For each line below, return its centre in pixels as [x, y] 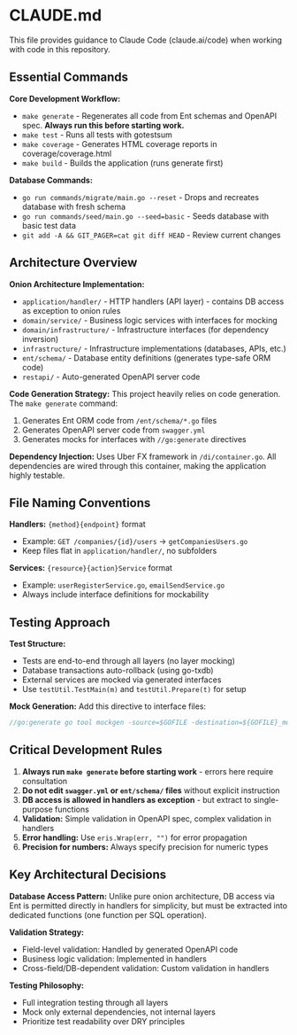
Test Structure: [38, 644]
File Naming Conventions [80, 503]
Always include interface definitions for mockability [115, 595]
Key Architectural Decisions [88, 875]
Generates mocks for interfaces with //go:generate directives [134, 439]
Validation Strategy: [47, 932]
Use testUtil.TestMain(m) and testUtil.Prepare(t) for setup [134, 689]
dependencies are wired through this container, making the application [138, 465]
